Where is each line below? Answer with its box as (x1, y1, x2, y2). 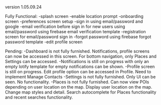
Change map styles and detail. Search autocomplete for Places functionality (5, 89, 157, 95)
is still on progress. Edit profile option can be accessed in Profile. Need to (5, 69, 151, 74)
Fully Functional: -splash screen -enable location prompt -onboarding (5, 13, 144, 19)
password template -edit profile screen (5, 39, 83, 45)
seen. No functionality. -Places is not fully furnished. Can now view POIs (5, 79, 149, 85)
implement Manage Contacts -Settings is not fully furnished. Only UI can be (5, 74, 156, 79)
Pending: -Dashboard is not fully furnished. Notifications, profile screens (5, 48, 150, 54)
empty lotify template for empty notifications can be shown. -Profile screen (5, 64, 155, 69)
